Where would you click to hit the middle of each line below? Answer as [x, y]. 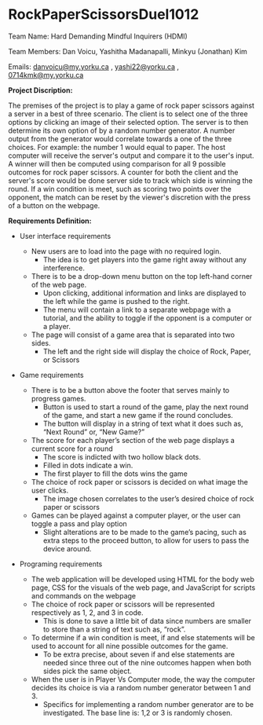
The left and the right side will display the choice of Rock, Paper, [147, 351]
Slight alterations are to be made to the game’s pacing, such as [145, 532]
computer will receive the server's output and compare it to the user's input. [131, 156]
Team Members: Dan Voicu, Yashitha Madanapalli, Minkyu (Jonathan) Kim [128, 51]
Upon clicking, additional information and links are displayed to [144, 293]
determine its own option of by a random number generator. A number [122, 130]
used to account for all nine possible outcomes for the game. [130, 646]
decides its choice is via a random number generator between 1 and [141, 687]
